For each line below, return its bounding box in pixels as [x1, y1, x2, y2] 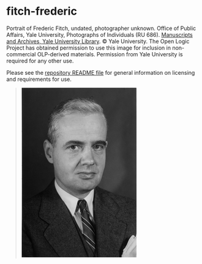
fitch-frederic [6, 4, 78, 18]
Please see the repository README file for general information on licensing [6, 69, 195, 76]
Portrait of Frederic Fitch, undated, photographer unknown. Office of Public [6, 25, 196, 32]
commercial [6, 50, 36, 58]
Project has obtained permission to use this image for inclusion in [6, 44, 171, 51]
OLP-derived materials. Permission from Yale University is [37, 50, 183, 58]
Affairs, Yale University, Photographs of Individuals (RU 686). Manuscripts [6, 31, 193, 38]
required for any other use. [6, 57, 74, 64]
